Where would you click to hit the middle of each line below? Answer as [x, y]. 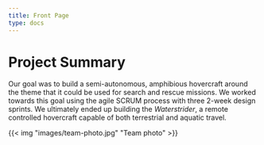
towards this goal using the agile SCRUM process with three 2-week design [132, 101]
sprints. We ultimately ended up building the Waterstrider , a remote [118, 109]
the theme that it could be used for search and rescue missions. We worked [132, 93]
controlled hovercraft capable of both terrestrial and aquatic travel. [117, 118]
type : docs [26, 23]
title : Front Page [39, 15]
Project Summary [67, 62]
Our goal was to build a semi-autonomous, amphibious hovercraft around [128, 84]
